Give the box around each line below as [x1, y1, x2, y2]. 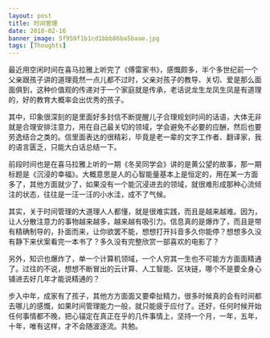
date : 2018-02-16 [8, 27, 67, 35]
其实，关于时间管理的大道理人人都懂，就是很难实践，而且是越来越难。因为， [8, 207, 262, 216]
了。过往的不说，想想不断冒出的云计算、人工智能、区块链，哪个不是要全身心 [8, 264, 262, 274]
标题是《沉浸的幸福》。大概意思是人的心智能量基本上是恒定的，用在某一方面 [8, 170, 259, 179]
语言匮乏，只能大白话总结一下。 [14, 142, 121, 152]
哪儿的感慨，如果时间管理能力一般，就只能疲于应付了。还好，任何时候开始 [14, 301, 262, 311]
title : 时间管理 [8, 19, 58, 27]
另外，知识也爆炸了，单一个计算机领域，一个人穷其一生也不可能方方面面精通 [8, 254, 262, 264]
